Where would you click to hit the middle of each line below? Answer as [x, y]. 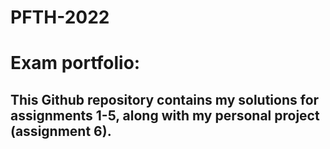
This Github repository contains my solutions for [165, 99]
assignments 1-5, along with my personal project [165, 115]
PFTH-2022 [60, 17]
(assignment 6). [61, 131]
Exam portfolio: [75, 63]
